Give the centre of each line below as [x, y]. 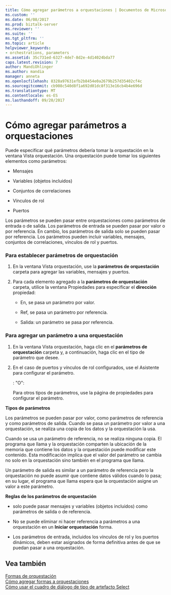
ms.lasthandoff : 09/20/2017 [35, 100]
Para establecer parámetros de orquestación [62, 256]
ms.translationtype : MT [31, 91]
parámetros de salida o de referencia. [52, 511]
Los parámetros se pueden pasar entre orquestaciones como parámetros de [85, 220]
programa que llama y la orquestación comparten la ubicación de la [76, 444]
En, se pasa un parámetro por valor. [58, 303]
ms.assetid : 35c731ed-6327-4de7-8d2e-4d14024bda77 [60, 57]
